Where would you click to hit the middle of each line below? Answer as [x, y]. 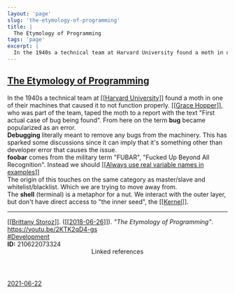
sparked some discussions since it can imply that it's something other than [115, 142]
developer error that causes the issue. [62, 149]
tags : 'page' [26, 40]
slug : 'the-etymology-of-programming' [64, 20]
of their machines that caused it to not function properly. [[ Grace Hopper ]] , [115, 105]
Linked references [117, 251]
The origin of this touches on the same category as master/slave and [106, 179]
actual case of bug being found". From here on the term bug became [107, 120]
